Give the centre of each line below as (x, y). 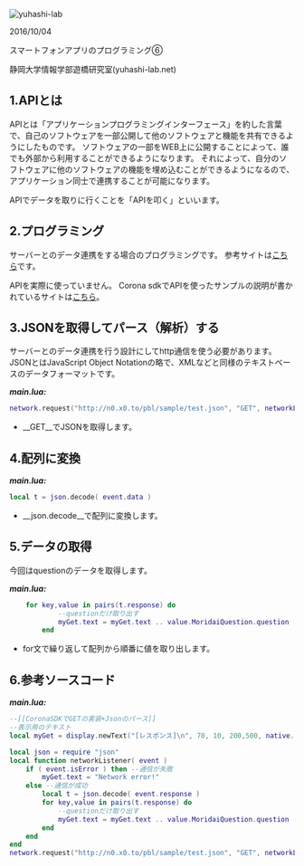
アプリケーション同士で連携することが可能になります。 (112, 180)
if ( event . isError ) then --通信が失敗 (100, 769)
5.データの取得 (51, 547)
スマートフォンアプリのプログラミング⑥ (86, 50)
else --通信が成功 (57, 786)
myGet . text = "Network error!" (101, 777)
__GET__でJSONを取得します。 (80, 427)
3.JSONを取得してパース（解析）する (114, 328)
